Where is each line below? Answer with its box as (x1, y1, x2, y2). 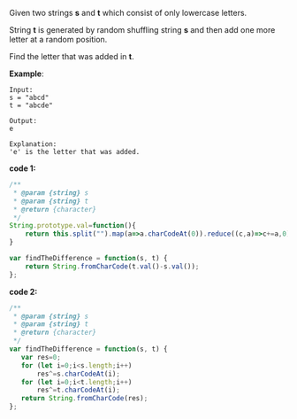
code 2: (9, 286, 38, 297)
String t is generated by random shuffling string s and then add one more (9, 25, 276, 35)
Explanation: (9, 140, 57, 149)
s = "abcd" (9, 93, 49, 102)
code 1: (9, 163, 37, 174)
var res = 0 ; (20, 353, 62, 361)
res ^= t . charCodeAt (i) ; (36, 385, 121, 395)
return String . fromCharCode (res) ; (20, 394, 148, 403)
